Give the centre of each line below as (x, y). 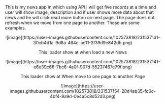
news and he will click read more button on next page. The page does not (80, 17)
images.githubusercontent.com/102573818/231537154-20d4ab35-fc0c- (83, 91)
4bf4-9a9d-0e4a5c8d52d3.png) (83, 96)
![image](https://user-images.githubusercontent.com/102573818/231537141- (83, 62)
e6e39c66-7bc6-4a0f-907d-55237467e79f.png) (83, 67)
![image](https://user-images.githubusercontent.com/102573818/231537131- (83, 37)
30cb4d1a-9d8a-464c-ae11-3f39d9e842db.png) (83, 43)
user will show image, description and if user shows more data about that (80, 12)
